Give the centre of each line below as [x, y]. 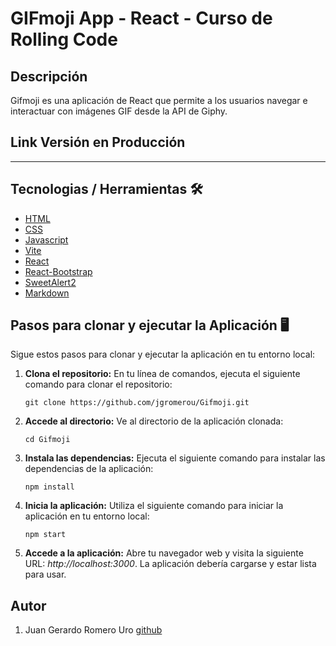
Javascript [46, 239]
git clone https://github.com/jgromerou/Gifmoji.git [137, 403]
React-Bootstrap [58, 271]
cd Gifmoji [47, 440]
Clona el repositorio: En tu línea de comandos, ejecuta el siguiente [162, 374]
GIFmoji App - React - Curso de [141, 18]
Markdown [47, 293]
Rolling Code [64, 39]
